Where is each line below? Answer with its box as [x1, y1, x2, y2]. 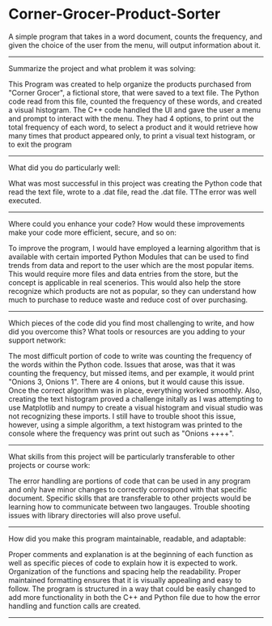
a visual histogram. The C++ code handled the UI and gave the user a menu [8, 104, 261, 114]
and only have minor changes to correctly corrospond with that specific [8, 484, 248, 494]
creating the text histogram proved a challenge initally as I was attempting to [8, 394, 263, 403]
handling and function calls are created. [8, 601, 142, 611]
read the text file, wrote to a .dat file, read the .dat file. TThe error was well [8, 187, 257, 197]
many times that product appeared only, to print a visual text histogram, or [8, 130, 256, 140]
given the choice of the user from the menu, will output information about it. [8, 40, 261, 49]
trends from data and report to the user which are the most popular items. [8, 260, 255, 270]
